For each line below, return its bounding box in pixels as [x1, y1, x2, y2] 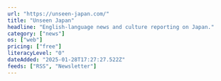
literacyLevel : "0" [7, 50, 65, 57]
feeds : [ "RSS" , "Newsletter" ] [7, 63, 97, 70]
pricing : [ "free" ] [7, 43, 62, 50]
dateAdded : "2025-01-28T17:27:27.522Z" [7, 56, 126, 63]
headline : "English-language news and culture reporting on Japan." [7, 23, 215, 30]
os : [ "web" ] [7, 37, 43, 44]
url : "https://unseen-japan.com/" [7, 10, 110, 18]
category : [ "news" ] [7, 30, 65, 37]
